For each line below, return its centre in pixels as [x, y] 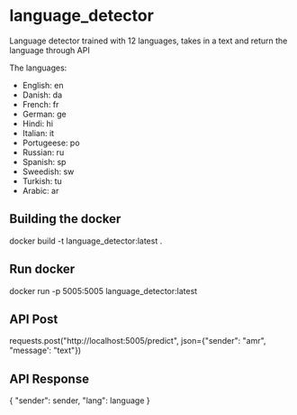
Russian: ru [43, 152]
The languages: [38, 68]
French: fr [40, 104]
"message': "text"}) [45, 350]
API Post [34, 319]
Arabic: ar [40, 190]
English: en [43, 85]
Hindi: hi [38, 124]
